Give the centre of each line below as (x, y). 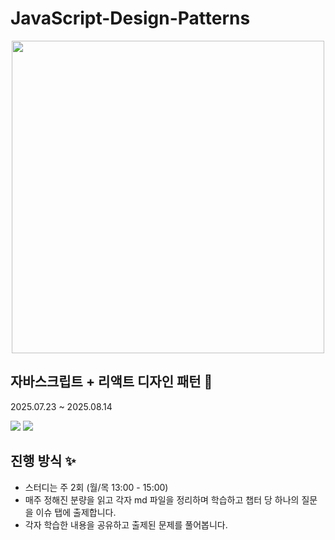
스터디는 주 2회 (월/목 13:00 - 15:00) (96, 487)
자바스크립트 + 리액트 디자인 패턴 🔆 (111, 382)
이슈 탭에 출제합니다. (76, 512)
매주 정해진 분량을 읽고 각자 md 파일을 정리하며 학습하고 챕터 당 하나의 (162, 499)
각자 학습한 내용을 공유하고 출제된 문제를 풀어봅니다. (126, 524)
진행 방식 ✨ (43, 461)
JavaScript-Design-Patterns (130, 18)
